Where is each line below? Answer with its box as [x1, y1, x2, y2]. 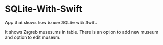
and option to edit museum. [5, 34, 61, 40]
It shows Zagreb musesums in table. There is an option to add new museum [5, 29, 159, 35]
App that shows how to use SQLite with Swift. [5, 20, 97, 25]
